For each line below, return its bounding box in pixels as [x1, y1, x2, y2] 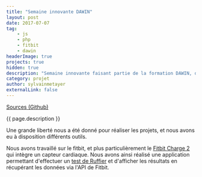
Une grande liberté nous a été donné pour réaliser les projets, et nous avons [6, 127, 195, 134]
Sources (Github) [6, 103, 49, 110]
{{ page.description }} [6, 115, 61, 122]
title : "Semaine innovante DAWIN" [6, 8, 93, 15]
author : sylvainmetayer [6, 82, 66, 88]
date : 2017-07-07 [6, 20, 50, 26]
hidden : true [6, 64, 39, 71]
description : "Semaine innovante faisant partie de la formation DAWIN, [6, 70, 192, 76]
